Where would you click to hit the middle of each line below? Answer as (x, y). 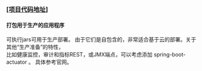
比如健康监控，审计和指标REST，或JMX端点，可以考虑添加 (79, 55)
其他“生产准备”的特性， (35, 47)
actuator (17, 62)
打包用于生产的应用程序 (35, 25)
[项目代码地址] (27, 9)
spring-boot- (169, 55)
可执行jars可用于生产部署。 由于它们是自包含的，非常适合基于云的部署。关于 (101, 40)
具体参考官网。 (54, 62)
